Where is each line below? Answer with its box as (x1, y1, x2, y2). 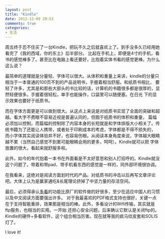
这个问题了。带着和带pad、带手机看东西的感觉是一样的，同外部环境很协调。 (5, 162, 160, 167)
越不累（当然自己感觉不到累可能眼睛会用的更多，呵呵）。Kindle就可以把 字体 (5, 139, 159, 145)
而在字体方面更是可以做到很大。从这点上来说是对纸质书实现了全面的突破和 (5, 108, 156, 114)
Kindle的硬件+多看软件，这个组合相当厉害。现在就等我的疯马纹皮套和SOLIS (5, 213, 158, 219)
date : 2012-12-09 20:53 (5, 16, 54, 21)
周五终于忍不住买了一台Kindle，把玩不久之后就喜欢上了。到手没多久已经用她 (5, 44, 160, 50)
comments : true (5, 21, 36, 26)
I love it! (5, 229, 21, 235)
